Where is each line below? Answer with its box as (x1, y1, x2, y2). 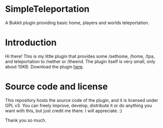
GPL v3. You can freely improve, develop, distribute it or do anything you (5, 102, 152, 108)
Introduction (5, 37, 57, 48)
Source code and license (5, 81, 108, 92)
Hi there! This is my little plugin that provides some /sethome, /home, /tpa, (5, 53, 155, 59)
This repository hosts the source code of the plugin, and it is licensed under (5, 97, 159, 103)
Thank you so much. (5, 117, 47, 123)
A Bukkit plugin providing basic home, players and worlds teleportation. (5, 20, 150, 26)
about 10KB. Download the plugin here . (5, 64, 84, 69)
